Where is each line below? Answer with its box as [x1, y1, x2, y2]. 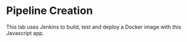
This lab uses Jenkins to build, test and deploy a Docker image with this [6, 23, 182, 30]
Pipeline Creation [6, 4, 93, 17]
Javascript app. [6, 29, 45, 36]
